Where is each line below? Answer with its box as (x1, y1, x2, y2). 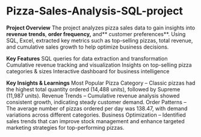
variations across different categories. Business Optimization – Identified (6, 111, 187, 118)
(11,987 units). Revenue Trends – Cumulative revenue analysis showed (6, 92, 180, 99)
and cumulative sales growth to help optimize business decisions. (6, 43, 169, 50)
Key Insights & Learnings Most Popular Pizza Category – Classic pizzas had (6, 79, 196, 87)
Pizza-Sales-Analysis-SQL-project (6, 4, 184, 18)
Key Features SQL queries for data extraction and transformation (6, 55, 168, 62)
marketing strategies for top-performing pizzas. (6, 124, 125, 131)
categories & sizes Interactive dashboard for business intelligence (6, 67, 170, 75)
